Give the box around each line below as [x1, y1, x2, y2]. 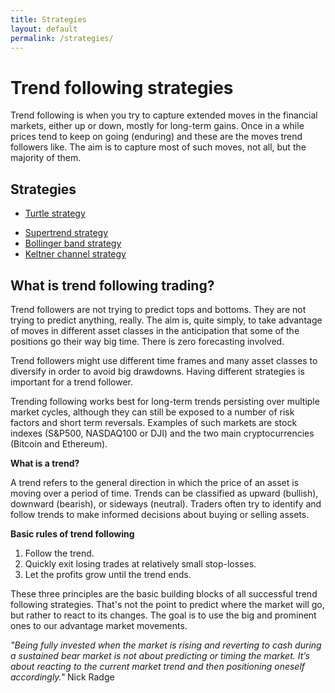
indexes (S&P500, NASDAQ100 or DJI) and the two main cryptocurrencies [10, 427, 315, 439]
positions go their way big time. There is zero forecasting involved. [10, 335, 285, 347]
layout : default [10, 24, 78, 34]
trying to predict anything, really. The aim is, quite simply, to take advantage [10, 314, 323, 326]
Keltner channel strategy [24, 248, 127, 260]
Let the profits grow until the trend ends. [24, 568, 192, 580]
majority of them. [10, 152, 82, 164]
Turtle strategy [24, 207, 86, 220]
